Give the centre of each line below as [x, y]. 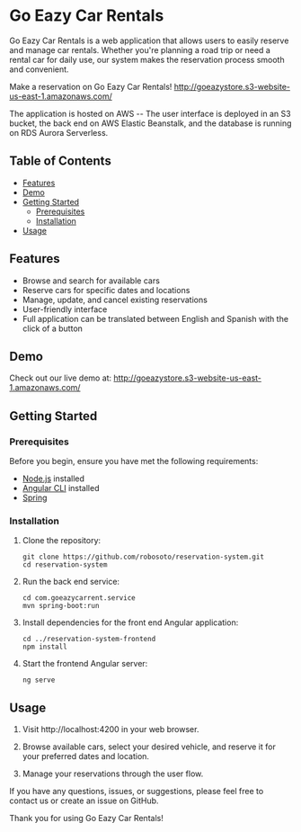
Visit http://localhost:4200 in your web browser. [111, 729]
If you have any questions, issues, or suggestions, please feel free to [137, 792]
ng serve [39, 680]
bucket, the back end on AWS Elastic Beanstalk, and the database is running [150, 123]
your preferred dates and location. [86, 756]
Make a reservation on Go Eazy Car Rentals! [91, 86]
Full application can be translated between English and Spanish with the [155, 318]
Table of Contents [61, 161]
